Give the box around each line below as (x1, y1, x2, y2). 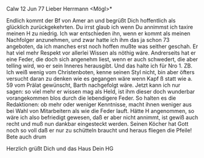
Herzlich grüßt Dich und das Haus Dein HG (6, 145, 114, 152)
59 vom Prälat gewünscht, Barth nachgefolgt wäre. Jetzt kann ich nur (6, 81, 181, 89)
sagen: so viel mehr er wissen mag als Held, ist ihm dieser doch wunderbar (6, 88, 195, 95)
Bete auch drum (6, 133, 47, 140)
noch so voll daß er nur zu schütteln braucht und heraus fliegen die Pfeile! (6, 127, 192, 134)
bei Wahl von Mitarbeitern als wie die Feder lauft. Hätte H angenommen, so (6, 108, 195, 114)
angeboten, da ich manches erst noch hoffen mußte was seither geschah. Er (6, 43, 199, 50)
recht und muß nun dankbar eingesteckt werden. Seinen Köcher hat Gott (6, 120, 189, 127)
